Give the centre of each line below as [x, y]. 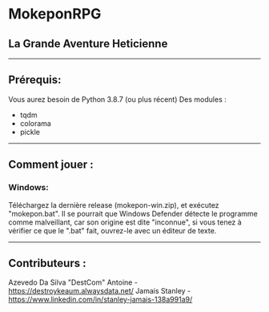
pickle [30, 132]
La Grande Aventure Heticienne [88, 44]
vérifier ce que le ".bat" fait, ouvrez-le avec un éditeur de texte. [112, 230]
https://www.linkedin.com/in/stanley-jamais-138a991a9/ [100, 300]
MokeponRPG [55, 14]
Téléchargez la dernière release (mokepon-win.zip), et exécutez [114, 205]
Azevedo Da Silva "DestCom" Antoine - [73, 282]
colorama [36, 123]
